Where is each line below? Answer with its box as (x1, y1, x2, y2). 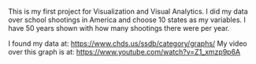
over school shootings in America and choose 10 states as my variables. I (8, 15, 247, 24)
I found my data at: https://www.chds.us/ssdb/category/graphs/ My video (8, 39, 247, 48)
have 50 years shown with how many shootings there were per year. (8, 24, 230, 32)
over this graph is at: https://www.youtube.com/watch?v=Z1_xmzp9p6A (8, 47, 241, 56)
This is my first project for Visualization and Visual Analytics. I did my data (8, 7, 248, 16)
